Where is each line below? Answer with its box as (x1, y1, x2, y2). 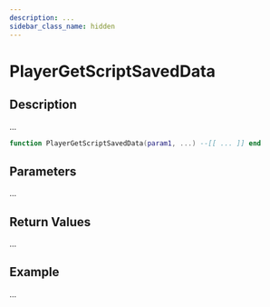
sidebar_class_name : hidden (9, 22, 116, 31)
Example (9, 264, 60, 280)
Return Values (9, 214, 92, 230)
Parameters (9, 163, 77, 179)
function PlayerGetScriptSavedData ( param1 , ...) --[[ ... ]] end (9, 138, 261, 148)
